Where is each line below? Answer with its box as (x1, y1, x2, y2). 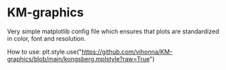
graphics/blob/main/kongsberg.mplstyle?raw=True (7, 54, 150, 63)
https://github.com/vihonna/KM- (81, 48, 173, 56)
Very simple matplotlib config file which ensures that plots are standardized (7, 27, 220, 35)
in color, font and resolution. (7, 34, 87, 42)
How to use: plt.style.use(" (7, 48, 82, 56)
